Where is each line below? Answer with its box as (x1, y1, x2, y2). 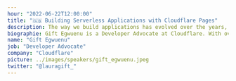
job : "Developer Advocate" (7, 43, 86, 50)
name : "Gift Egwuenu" (7, 37, 71, 44)
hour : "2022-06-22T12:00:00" (7, 10, 93, 18)
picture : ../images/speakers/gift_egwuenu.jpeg (7, 56, 150, 63)
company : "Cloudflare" (7, 50, 74, 57)
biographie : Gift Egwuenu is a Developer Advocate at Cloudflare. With (7, 30, 221, 37)
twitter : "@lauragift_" (7, 63, 77, 70)
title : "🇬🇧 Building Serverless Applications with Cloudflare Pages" (7, 17, 218, 24)
